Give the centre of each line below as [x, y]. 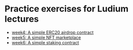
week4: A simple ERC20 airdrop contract [53, 32]
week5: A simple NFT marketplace [46, 37]
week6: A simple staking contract [45, 42]
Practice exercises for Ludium [66, 9]
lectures [22, 19]
